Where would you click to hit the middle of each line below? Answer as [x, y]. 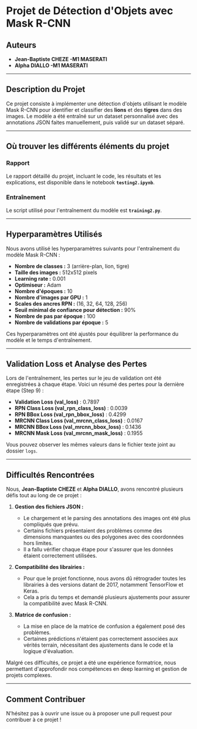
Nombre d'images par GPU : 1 [51, 297]
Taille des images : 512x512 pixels [56, 272]
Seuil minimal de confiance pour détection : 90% [75, 309]
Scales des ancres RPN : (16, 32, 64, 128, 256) [71, 304]
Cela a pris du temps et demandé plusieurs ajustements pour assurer [107, 597]
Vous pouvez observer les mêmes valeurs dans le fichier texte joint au [91, 445]
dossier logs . [22, 451]
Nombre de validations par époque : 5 [61, 322]
